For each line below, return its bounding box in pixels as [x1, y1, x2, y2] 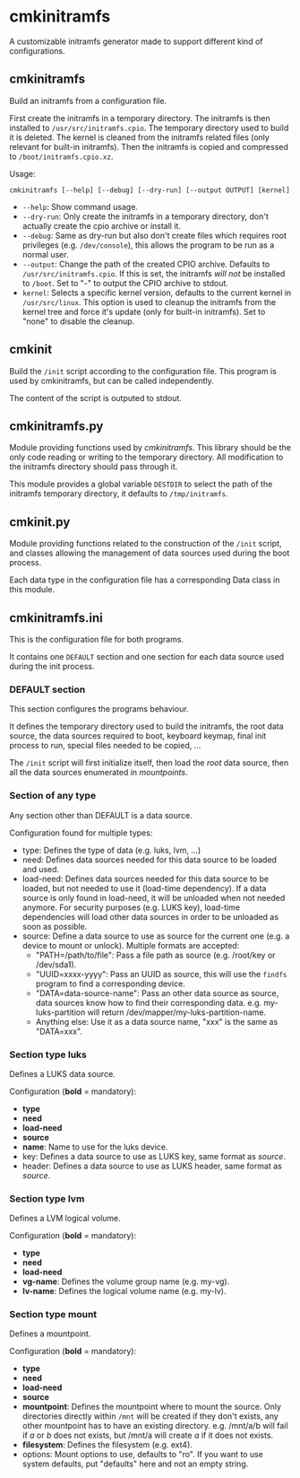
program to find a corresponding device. [35, 978, 185, 989]
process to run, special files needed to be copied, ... [9, 740, 201, 751]
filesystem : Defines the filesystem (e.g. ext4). [21, 1439, 193, 1450]
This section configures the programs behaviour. [9, 704, 190, 714]
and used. [21, 863, 60, 874]
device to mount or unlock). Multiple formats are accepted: [21, 940, 240, 950]
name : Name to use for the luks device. [21, 1141, 168, 1152]
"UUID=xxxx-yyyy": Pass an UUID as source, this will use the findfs [35, 968, 287, 979]
